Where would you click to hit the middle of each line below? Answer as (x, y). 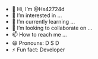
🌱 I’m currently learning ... (43, 22)
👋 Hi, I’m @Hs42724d (38, 9)
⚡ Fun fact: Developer (38, 50)
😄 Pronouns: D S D (35, 43)
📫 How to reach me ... (39, 35)
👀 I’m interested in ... (37, 15)
